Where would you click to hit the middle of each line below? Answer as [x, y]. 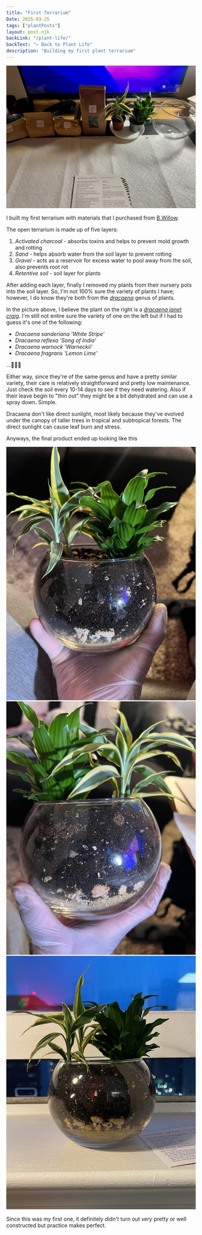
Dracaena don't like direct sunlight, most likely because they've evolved [95, 414]
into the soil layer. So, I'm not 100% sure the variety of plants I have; [90, 291]
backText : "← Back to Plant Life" [50, 45]
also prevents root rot [41, 267]
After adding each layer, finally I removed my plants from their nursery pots [99, 285]
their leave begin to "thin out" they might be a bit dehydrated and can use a [99, 396]
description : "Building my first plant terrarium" [71, 51]
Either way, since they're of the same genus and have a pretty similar [92, 376]
